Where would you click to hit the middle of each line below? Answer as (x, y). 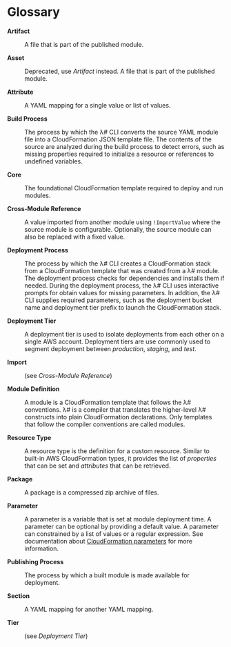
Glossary (34, 12)
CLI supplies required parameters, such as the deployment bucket (118, 300)
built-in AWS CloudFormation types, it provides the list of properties (121, 458)
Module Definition (33, 389)
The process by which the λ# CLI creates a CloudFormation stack (118, 263)
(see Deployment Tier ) (56, 636)
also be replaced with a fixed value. (75, 237)
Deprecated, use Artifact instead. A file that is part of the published (120, 71)
